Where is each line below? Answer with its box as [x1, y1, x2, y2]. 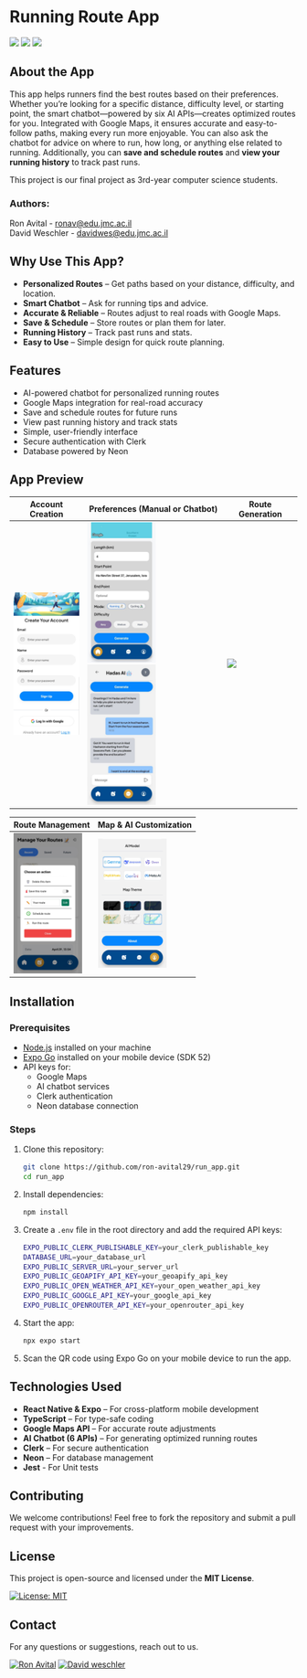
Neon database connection [36, 1099, 139, 1111]
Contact [9, 1617, 57, 1632]
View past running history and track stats [22, 416, 178, 427]
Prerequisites [9, 1021, 70, 1034]
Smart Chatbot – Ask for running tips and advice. [22, 297, 208, 308]
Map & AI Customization [97, 819, 193, 830]
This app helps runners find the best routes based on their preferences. [9, 89, 279, 100]
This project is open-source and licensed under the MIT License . [9, 1573, 255, 1584]
